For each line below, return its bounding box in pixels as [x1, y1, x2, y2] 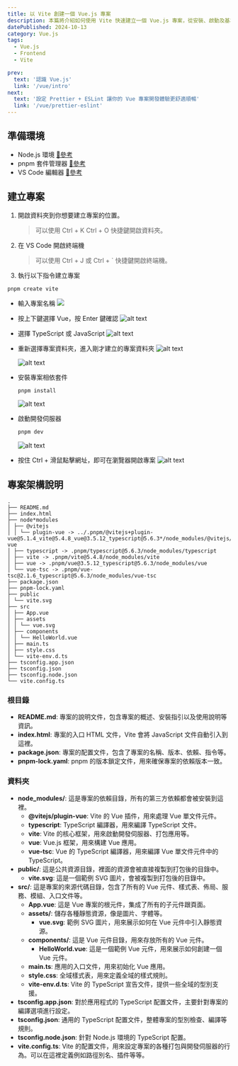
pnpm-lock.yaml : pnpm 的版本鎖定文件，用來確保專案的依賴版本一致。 [17, 757, 227, 766]
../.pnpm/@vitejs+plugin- [76, 529, 154, 536]
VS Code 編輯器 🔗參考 [17, 168, 83, 176]
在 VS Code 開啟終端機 [17, 241, 85, 249]
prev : [7, 69, 23, 76]
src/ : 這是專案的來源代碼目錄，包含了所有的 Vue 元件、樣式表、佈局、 [17, 883, 222, 891]
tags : [7, 37, 23, 44]
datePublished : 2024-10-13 [7, 23, 87, 30]
